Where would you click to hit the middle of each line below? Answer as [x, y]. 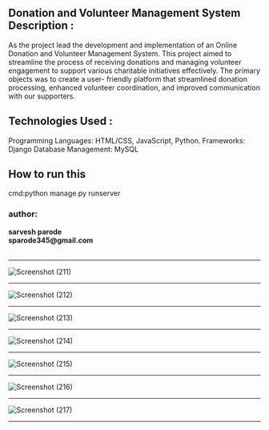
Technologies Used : [60, 121]
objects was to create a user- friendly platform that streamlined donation [128, 78]
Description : [41, 26]
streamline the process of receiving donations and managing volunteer [125, 62]
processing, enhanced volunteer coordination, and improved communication [134, 87]
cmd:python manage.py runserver [64, 193]
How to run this [47, 174]
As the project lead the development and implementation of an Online [123, 45]
